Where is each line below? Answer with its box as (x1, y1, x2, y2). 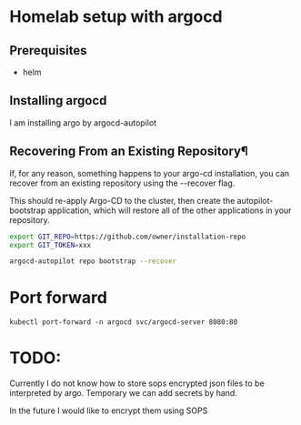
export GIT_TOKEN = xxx (9, 240, 92, 249)
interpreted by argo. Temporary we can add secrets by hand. (9, 388, 238, 399)
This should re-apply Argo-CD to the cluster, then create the (9, 195, 236, 206)
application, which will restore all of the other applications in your (47, 205, 292, 216)
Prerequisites (9, 43, 87, 58)
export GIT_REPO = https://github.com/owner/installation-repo (9, 232, 246, 241)
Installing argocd (9, 93, 107, 108)
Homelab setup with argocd (9, 6, 223, 27)
